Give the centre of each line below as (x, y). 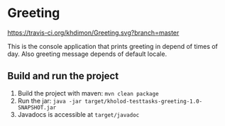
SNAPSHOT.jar (37, 108)
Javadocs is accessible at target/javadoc (78, 114)
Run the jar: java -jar (50, 101)
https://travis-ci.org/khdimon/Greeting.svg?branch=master (93, 33)
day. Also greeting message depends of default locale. (87, 54)
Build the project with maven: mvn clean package (88, 93)
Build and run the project (63, 76)
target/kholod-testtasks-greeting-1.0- (144, 101)
